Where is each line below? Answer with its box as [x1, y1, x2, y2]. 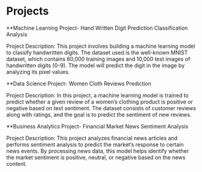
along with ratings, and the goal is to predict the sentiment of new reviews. [6, 111, 192, 118]
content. [6, 160, 27, 167]
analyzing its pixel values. [6, 68, 71, 75]
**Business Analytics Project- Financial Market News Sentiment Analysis [6, 122, 189, 130]
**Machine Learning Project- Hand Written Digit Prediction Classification [6, 24, 188, 31]
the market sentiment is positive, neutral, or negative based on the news [6, 153, 186, 161]
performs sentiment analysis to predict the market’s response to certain [6, 141, 184, 148]
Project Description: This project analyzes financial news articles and [6, 134, 178, 142]
